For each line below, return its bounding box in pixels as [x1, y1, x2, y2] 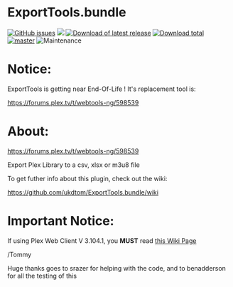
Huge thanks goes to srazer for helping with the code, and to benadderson [7, 264, 226, 272]
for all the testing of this [7, 271, 77, 280]
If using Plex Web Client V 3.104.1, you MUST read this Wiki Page [7, 236, 197, 245]
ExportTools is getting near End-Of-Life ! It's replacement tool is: [7, 85, 197, 93]
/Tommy [7, 250, 32, 259]
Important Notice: [7, 213, 115, 229]
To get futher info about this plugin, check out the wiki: [7, 174, 168, 183]
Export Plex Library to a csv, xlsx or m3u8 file [7, 161, 140, 169]
